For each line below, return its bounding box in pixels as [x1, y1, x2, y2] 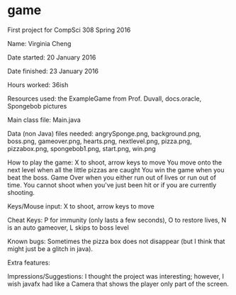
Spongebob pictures [7, 101, 67, 110]
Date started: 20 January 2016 [7, 52, 96, 62]
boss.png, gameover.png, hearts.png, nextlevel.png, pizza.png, [7, 137, 193, 145]
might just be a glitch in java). [7, 244, 94, 253]
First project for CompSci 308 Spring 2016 [7, 26, 131, 34]
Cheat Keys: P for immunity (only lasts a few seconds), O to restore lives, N [7, 216, 227, 224]
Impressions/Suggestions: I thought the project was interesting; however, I [7, 272, 225, 280]
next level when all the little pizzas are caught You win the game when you [7, 165, 225, 174]
